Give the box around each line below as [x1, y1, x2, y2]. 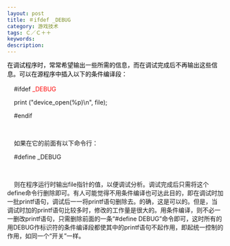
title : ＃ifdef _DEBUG [7, 16, 71, 23]
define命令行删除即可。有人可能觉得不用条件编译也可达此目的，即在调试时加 [7, 189, 224, 197]
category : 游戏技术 [7, 23, 59, 30]
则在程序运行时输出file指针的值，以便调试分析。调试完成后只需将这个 [13, 180, 209, 188]
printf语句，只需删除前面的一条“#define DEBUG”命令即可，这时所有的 [25, 214, 222, 223]
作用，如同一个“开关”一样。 [7, 232, 85, 240]
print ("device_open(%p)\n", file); [13, 98, 108, 107]
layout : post [7, 10, 45, 17]
